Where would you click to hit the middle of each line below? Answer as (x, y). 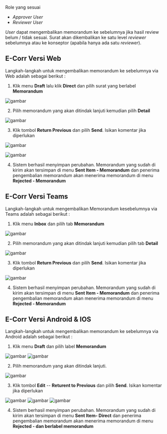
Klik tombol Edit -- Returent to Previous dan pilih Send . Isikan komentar (87, 385)
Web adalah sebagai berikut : (35, 76)
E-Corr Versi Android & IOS (48, 320)
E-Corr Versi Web (33, 59)
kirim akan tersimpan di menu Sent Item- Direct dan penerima (77, 416)
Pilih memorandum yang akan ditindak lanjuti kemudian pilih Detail (81, 111)
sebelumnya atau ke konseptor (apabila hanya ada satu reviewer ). (73, 43)
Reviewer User (28, 22)
